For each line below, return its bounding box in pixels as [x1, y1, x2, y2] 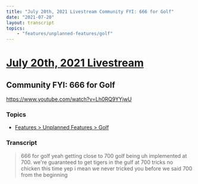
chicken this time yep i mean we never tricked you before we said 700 [20, 164, 193, 172]
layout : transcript [6, 20, 55, 26]
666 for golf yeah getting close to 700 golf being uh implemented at [20, 152, 187, 159]
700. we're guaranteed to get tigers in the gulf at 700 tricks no [20, 158, 174, 166]
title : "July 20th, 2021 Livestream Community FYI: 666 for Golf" [6, 8, 174, 15]
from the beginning [20, 171, 68, 178]
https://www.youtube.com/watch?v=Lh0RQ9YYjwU [6, 96, 132, 103]
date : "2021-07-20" [6, 14, 55, 20]
